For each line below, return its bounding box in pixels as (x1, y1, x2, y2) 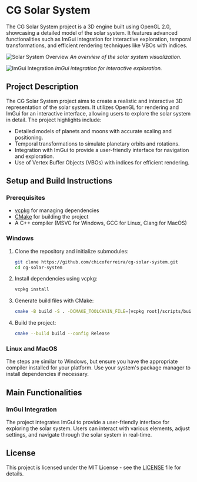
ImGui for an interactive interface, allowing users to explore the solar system (6, 110, 191, 117)
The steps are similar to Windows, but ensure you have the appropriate (6, 358, 178, 365)
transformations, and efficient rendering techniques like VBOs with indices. (6, 42, 188, 49)
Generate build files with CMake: (14, 297, 94, 304)
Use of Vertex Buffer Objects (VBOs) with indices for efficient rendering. (14, 159, 190, 166)
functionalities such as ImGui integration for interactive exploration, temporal (6, 35, 192, 42)
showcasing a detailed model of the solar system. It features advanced (6, 29, 178, 36)
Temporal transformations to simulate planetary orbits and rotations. (14, 140, 180, 147)
